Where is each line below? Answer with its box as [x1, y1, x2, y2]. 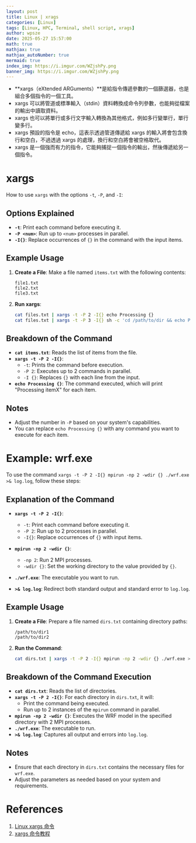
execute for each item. [14, 431, 69, 438]
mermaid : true [6, 57, 41, 63]
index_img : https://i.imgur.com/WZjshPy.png [6, 63, 116, 69]
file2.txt [14, 285, 39, 291]
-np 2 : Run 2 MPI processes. [23, 556, 92, 563]
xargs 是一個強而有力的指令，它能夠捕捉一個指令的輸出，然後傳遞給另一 [14, 144, 189, 151]
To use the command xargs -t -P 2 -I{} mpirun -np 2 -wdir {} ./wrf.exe [6, 471, 190, 478]
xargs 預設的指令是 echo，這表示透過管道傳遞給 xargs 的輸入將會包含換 [14, 129, 188, 136]
